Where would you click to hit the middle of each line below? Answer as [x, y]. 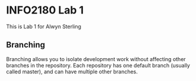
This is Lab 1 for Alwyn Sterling [44, 26]
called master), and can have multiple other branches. [72, 72]
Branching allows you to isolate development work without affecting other [96, 59]
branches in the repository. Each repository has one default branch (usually [98, 65]
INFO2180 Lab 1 [45, 10]
